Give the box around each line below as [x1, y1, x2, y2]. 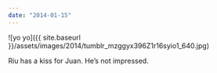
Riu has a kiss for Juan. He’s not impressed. [8, 56, 149, 65]
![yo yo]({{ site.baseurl [8, 33, 81, 42]
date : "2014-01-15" [8, 11, 72, 19]
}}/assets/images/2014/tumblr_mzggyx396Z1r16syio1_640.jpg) [8, 40, 210, 50]
